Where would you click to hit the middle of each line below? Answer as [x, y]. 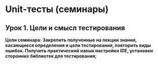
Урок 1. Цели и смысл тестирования [65, 28]
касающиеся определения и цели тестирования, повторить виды [78, 45]
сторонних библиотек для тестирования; [51, 56]
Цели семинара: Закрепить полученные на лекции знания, [71, 40]
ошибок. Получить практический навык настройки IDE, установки [79, 51]
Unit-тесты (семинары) [57, 9]
